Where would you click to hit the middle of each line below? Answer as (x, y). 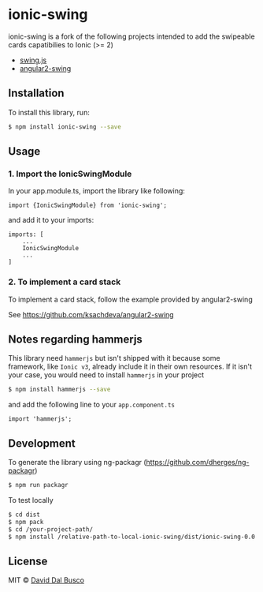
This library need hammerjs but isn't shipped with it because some (114, 358)
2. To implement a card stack (65, 282)
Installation (36, 94)
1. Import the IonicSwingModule (70, 174)
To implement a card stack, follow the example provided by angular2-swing (131, 299)
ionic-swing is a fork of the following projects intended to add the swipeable (131, 36)
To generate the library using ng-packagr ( (78, 463)
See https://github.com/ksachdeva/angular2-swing (91, 314)
